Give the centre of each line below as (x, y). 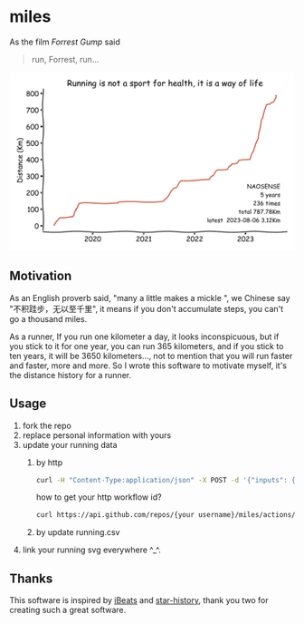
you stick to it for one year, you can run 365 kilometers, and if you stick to (147, 346)
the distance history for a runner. (71, 375)
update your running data (70, 444)
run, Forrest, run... (65, 59)
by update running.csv (78, 532)
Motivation (41, 276)
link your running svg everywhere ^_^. (91, 550)
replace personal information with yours (97, 435)
